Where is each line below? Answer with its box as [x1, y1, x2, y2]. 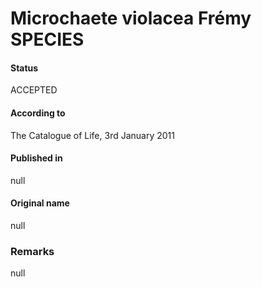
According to [10, 107, 66, 119]
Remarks [10, 244, 55, 258]
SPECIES [10, 28, 85, 51]
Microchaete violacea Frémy [10, 7, 252, 30]
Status [10, 62, 39, 74]
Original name [10, 197, 70, 209]
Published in [10, 152, 63, 164]
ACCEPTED [10, 84, 58, 96]
